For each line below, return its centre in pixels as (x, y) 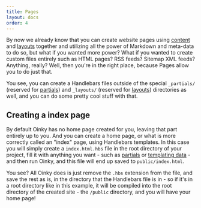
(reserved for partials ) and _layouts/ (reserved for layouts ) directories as (97, 90)
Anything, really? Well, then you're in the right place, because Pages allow (98, 65)
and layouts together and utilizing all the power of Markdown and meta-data (100, 46)
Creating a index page (48, 115)
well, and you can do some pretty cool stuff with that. (72, 96)
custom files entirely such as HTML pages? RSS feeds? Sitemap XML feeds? (100, 59)
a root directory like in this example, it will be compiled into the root (89, 186)
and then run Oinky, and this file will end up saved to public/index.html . (95, 161)
